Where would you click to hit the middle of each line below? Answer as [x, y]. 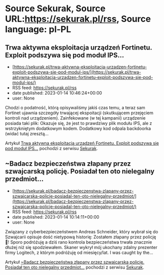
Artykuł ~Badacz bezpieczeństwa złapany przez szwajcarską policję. [75, 262]
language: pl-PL [38, 29]
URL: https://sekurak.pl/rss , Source [78, 19]
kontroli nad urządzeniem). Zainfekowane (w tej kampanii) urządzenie [75, 118]
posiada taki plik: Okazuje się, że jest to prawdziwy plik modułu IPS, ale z [79, 123]
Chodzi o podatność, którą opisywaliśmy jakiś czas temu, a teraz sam [75, 108]
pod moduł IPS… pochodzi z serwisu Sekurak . [51, 148]
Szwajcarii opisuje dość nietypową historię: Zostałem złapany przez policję [81, 237]
